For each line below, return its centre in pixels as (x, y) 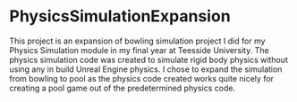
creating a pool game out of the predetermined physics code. (122, 88)
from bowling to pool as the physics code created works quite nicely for (142, 78)
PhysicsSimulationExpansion (120, 16)
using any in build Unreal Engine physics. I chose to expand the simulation (146, 69)
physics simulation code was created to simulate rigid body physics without (148, 59)
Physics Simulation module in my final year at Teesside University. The (140, 50)
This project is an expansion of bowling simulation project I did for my (137, 41)
